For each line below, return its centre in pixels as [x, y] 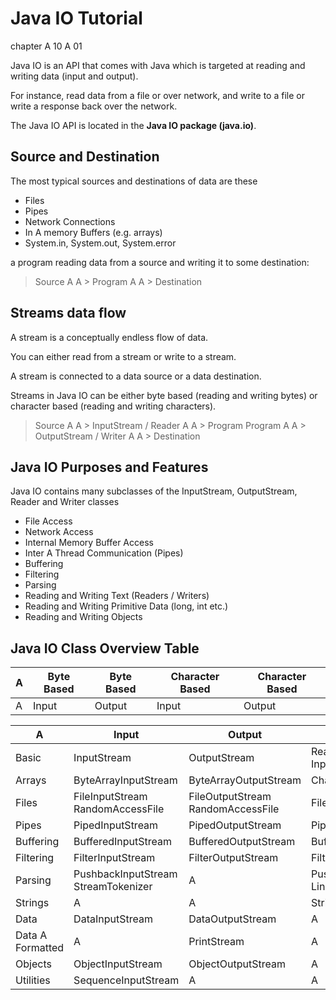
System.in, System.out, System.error [100, 243]
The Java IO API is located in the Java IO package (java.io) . [133, 125]
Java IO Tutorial [76, 18]
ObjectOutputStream [237, 964]
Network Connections [70, 221]
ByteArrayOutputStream [245, 780]
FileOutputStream [230, 797]
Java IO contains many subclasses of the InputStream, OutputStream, [154, 491]
